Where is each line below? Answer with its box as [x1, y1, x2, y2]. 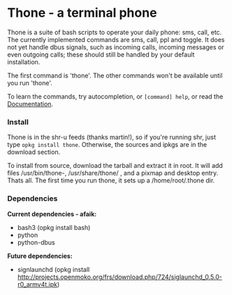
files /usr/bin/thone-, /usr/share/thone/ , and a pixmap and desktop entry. [7, 169, 219, 178]
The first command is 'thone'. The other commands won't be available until [7, 71, 223, 80]
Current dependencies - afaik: [7, 210, 97, 218]
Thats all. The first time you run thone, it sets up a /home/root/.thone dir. [7, 176, 215, 185]
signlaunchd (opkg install [17, 265, 90, 273]
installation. [7, 57, 41, 66]
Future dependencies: [7, 252, 73, 260]
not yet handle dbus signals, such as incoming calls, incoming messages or [7, 43, 224, 51]
